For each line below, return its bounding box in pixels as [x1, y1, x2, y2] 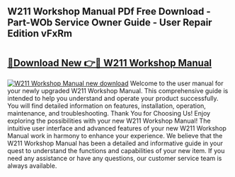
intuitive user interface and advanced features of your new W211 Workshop [7, 124, 227, 133]
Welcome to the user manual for [130, 79, 224, 87]
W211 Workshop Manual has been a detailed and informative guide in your [7, 139, 224, 147]
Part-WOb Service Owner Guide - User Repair [7, 17, 212, 29]
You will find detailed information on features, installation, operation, [7, 102, 207, 110]
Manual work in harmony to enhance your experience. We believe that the [7, 132, 223, 140]
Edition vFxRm [7, 28, 73, 39]
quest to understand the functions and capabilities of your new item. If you [7, 147, 225, 154]
